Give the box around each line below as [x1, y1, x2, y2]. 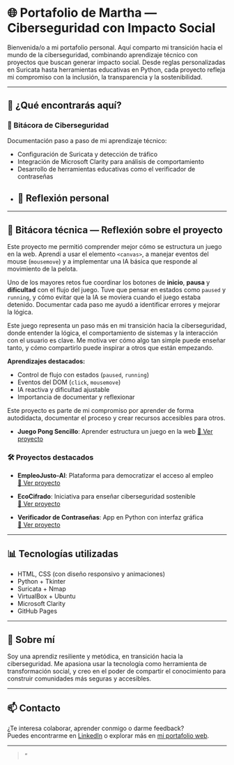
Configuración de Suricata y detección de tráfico [17, 150, 158, 158]
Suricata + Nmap [17, 584, 66, 593]
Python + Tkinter [17, 577, 66, 586]
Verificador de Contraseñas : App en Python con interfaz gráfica [17, 513, 204, 521]
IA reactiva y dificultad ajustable [17, 386, 110, 394]
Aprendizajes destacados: [7, 357, 86, 365]
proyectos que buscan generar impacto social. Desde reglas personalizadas [7, 58, 226, 66]
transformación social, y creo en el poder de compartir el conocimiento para [7, 667, 226, 676]
